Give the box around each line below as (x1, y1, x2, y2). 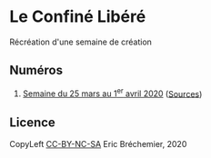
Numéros (9, 63, 64, 78)
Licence (9, 114, 56, 130)
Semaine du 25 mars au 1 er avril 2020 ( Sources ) (22, 86, 203, 99)
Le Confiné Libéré (9, 6, 146, 27)
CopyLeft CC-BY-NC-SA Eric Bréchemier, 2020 (9, 139, 187, 150)
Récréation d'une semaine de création (9, 36, 153, 47)
